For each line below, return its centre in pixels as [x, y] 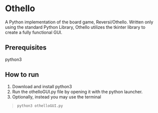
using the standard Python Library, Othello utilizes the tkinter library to [75, 27]
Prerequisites [26, 47]
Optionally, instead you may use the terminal [56, 97]
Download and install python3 [42, 86]
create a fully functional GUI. [34, 32]
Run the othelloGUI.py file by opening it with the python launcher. [77, 92]
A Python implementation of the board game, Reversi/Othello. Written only [79, 22]
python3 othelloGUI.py [40, 106]
